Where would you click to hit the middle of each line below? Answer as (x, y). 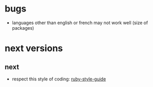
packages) (23, 28)
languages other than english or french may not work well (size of (80, 23)
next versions (34, 49)
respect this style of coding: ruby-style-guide (59, 79)
